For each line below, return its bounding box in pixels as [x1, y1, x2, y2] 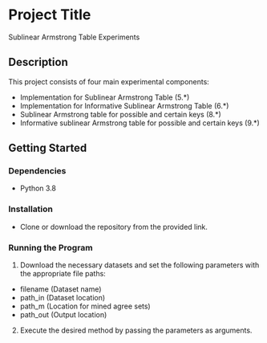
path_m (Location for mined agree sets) [19, 301, 151, 311]
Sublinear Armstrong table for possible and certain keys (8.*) [19, 109, 222, 119]
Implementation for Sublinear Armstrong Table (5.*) [19, 92, 190, 102]
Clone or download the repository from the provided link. [19, 222, 208, 231]
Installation [8, 203, 54, 214]
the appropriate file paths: [19, 269, 106, 279]
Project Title [8, 6, 91, 24]
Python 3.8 [19, 183, 56, 194]
